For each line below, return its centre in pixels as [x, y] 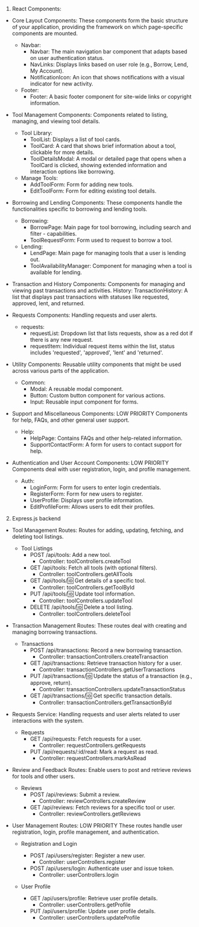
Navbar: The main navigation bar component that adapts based [109, 51]
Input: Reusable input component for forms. [84, 402]
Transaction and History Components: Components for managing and [99, 284]
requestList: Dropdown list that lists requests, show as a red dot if [111, 333]
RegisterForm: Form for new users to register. [87, 494]
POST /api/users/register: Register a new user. [88, 856]
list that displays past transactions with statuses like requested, [90, 297]
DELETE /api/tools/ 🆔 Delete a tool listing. [81, 607]
